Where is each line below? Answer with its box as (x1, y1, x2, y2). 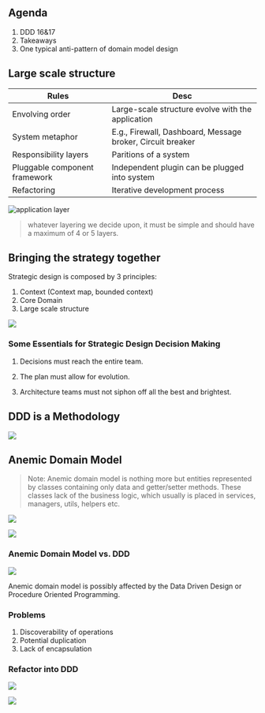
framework (12, 171, 53, 182)
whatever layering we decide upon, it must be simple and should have (27, 220, 255, 230)
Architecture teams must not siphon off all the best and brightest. (19, 386, 232, 397)
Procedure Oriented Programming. (8, 589, 121, 599)
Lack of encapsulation (19, 644, 92, 653)
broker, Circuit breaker (111, 136, 196, 147)
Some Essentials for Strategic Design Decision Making (8, 338, 221, 349)
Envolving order (12, 108, 71, 119)
